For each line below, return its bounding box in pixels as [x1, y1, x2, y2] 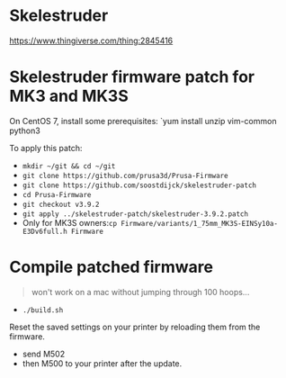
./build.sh [22, 305, 64, 315]
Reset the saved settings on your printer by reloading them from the [9, 321, 261, 332]
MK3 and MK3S [9, 86, 129, 106]
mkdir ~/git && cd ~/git [22, 161, 116, 171]
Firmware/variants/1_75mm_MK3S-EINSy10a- [121, 219, 279, 228]
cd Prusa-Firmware [22, 190, 92, 199]
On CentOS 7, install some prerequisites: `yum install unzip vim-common [9, 115, 277, 126]
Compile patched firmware [9, 257, 214, 277]
